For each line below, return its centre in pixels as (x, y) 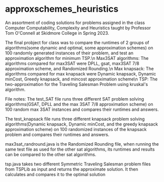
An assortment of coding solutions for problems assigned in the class (75, 23)
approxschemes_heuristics (62, 9)
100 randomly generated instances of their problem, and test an (69, 53)
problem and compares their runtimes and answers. (57, 134)
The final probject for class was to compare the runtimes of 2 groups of (77, 42)
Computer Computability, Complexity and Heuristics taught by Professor (78, 27)
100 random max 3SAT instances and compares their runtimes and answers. (82, 109)
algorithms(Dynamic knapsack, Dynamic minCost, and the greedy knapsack (82, 124)
